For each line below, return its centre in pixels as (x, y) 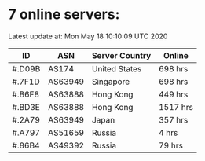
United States (117, 68)
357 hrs (173, 119)
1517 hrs (176, 107)
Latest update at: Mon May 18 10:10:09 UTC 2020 (88, 36)
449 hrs (173, 94)
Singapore (111, 82)
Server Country (121, 55)
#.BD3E (26, 107)
